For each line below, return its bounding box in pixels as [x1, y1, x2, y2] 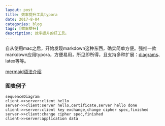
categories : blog [5, 21, 42, 27]
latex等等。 [5, 58, 29, 64]
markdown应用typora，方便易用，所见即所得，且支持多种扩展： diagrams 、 [5, 51, 163, 57]
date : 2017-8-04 [5, 17, 40, 22]
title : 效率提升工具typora [5, 12, 58, 17]
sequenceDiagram [5, 94, 40, 99]
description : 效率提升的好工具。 [5, 31, 70, 36]
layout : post [5, 7, 33, 13]
